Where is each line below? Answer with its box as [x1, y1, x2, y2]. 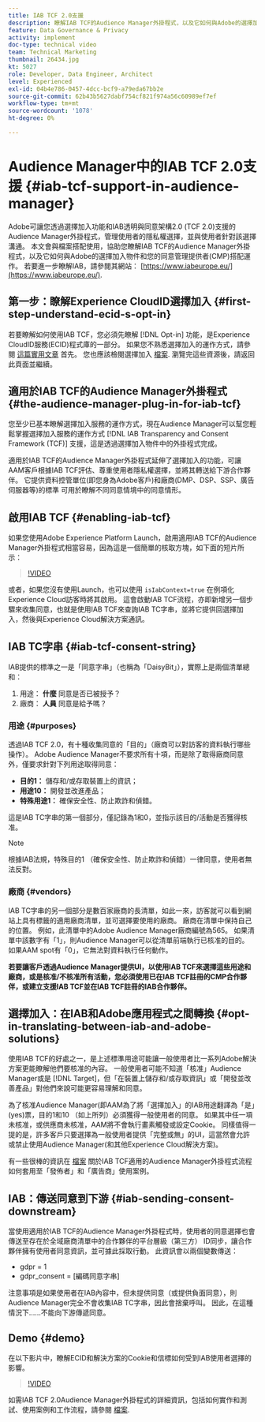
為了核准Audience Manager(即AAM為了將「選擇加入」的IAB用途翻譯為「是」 [8, 1100, 255, 1110]
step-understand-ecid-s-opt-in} [8, 308, 172, 321]
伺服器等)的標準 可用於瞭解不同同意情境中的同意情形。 [8, 485, 186, 495]
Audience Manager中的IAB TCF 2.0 [8, 158, 243, 176]
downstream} [8, 1204, 77, 1218]
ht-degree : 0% [8, 114, 55, 122]
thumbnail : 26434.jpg [8, 56, 80, 64]
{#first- [213, 295, 252, 309]
